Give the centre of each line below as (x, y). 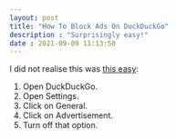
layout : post (34, 18)
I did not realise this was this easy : (74, 69)
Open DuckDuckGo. (60, 86)
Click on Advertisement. (68, 115)
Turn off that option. (60, 125)
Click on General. (55, 106)
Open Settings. (51, 96)
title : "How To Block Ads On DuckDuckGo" (89, 26)
